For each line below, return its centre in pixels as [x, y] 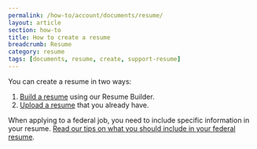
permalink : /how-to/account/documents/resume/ [86, 15]
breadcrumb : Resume [40, 45]
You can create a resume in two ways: [70, 81]
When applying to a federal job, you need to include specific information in [129, 120]
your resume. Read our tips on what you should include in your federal [122, 128]
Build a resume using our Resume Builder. [87, 96]
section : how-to [35, 30]
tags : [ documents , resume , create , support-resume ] [94, 60]
